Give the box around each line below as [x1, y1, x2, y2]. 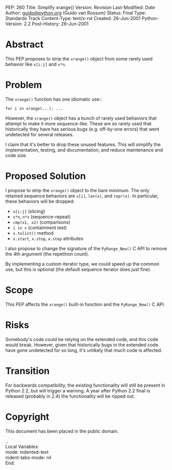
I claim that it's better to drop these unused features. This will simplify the [5, 141, 161, 147]
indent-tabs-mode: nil [5, 454, 51, 460]
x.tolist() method [12, 230, 54, 236]
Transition [5, 365, 50, 377]
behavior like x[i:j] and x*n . [5, 61, 66, 67]
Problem [5, 79, 42, 91]
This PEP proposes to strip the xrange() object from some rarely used [5, 55, 153, 62]
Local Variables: [5, 443, 40, 449]
